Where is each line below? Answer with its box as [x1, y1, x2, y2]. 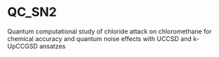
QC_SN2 [7, 4, 57, 20]
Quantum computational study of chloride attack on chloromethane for [7, 27, 213, 35]
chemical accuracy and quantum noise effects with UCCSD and [7, 34, 192, 42]
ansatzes [39, 42, 65, 50]
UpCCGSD [7, 42, 38, 50]
